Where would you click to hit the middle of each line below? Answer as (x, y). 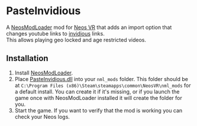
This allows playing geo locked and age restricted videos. (76, 40)
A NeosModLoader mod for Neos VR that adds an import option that (89, 27)
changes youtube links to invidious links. (55, 33)
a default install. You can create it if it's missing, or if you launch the (97, 91)
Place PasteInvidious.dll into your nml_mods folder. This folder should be (101, 79)
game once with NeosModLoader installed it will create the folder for (98, 98)
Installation (27, 58)
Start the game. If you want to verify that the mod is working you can (98, 110)
